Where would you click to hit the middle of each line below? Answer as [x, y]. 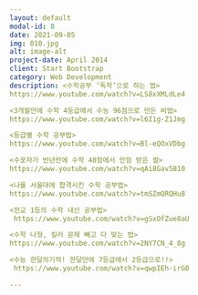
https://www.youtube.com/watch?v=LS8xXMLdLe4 [97, 94]
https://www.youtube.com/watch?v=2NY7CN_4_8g [97, 244]
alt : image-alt [38, 52]
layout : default [40, 18]
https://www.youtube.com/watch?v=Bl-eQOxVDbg [97, 144]
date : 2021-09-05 [42, 35]
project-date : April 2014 [58, 60]
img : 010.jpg [34, 43]
